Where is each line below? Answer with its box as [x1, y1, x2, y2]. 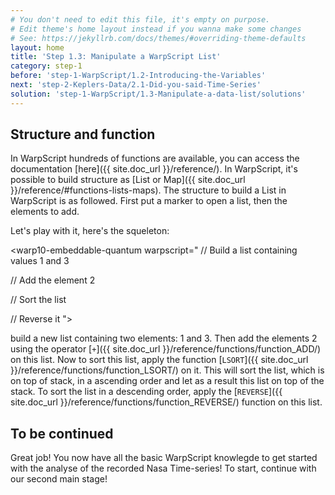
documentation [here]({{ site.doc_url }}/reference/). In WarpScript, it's [10, 163, 298, 175]
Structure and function [10, 126, 156, 143]
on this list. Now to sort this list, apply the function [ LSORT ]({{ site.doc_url [10, 354, 309, 366]
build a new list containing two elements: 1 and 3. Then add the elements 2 [10, 332, 318, 345]
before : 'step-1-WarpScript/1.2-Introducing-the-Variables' [10, 71, 267, 81]
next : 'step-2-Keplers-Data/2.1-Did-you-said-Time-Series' [10, 80, 262, 90]
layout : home [10, 42, 65, 53]
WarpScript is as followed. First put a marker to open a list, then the [10, 195, 288, 207]
